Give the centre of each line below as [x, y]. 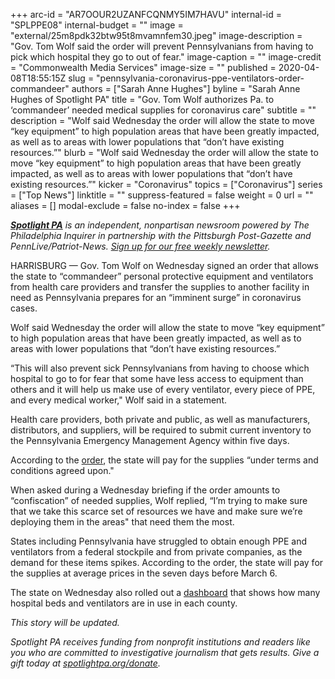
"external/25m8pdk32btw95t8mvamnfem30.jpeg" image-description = [156, 35]
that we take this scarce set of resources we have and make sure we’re [156, 511]
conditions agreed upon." [62, 470]
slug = [81, 78]
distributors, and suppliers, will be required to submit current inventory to [161, 430]
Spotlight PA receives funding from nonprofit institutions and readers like [160, 642]
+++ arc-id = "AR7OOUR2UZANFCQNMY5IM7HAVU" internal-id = [146, 14]
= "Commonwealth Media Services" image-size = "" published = [143, 67]
